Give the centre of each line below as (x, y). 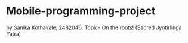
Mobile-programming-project (81, 11)
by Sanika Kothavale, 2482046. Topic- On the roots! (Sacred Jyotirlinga (94, 27)
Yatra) (14, 33)
